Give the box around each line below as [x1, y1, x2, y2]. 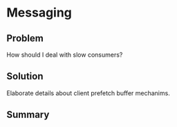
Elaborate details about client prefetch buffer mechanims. [6, 88, 170, 97]
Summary [6, 109, 50, 121]
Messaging [6, 5, 72, 21]
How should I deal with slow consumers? [6, 50, 123, 59]
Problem [6, 32, 44, 44]
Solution [6, 70, 44, 82]
